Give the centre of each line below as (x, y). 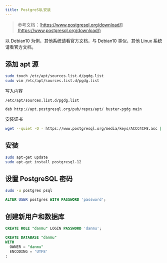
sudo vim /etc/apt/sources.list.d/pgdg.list (52, 81)
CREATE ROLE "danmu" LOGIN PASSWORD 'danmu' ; (53, 228)
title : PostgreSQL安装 (28, 10)
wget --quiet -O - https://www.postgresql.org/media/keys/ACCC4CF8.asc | (84, 129)
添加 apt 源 (22, 64)
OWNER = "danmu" (26, 247)
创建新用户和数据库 (35, 217)
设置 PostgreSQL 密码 (39, 179)
